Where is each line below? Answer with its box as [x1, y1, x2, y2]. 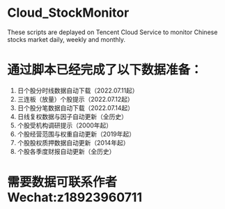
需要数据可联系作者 [7, 174, 118, 190]
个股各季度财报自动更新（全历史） [17, 147, 116, 155]
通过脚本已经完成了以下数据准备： [7, 62, 203, 78]
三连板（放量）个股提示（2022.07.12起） [17, 95, 134, 103]
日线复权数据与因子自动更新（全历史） [17, 112, 127, 121]
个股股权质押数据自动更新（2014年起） [17, 138, 130, 147]
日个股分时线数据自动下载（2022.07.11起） [17, 86, 139, 95]
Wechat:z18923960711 [7, 189, 143, 206]
